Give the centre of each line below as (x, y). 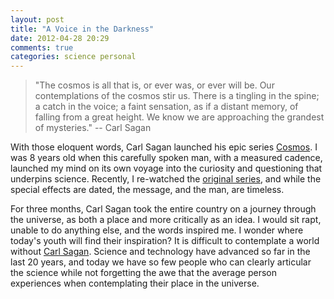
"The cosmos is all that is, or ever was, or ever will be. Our (154, 85)
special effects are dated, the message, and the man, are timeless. (147, 190)
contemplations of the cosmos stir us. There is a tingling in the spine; (177, 96)
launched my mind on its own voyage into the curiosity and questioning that (166, 168)
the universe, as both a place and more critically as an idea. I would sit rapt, (166, 220)
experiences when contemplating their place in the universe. (135, 283)
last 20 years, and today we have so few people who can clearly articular (161, 262)
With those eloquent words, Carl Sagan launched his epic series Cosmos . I (164, 147)
